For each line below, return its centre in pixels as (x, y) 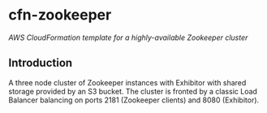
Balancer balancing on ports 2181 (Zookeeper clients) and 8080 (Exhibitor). (134, 100)
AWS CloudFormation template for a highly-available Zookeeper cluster (128, 37)
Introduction (41, 63)
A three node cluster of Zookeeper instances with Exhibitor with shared (127, 82)
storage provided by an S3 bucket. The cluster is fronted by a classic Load (133, 91)
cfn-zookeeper (60, 15)
